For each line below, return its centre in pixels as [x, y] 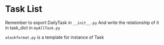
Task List [24, 9]
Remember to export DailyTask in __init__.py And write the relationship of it [82, 22]
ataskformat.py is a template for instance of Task [55, 37]
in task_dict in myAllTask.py [33, 27]
